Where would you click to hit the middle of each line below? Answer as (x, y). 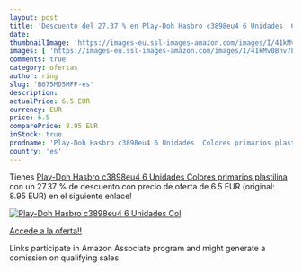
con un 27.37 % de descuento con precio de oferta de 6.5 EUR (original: (142, 186)
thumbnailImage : (40, 43)
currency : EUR (36, 110)
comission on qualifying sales (64, 258)
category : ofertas (44, 68)
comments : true (38, 59)
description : (34, 92)
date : (19, 34)
